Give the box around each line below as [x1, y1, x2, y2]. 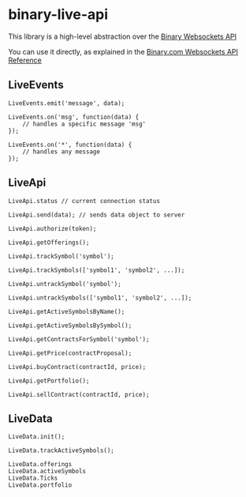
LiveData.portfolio [8, 481, 73, 489]
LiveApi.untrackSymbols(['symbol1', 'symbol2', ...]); [8, 294, 192, 302]
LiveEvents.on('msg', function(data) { [8, 113, 140, 121]
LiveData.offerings [8, 461, 73, 469]
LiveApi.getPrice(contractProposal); [8, 349, 132, 357]
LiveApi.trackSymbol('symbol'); [8, 252, 114, 260]
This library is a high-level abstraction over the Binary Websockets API [8, 32, 237, 41]
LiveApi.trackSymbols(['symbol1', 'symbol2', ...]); [8, 266, 185, 274]
